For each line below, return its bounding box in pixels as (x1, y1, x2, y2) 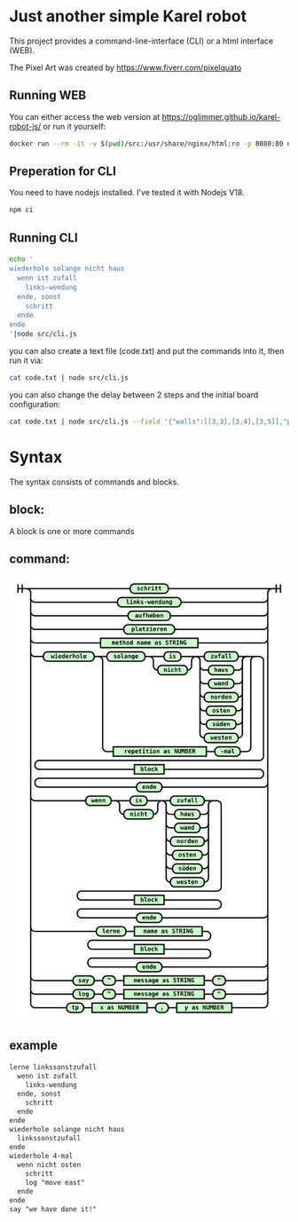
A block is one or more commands (9, 525, 135, 536)
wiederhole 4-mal (9, 1151, 74, 1160)
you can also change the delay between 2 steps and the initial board (9, 389, 259, 400)
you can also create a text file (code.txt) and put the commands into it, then (9, 346, 285, 356)
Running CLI (9, 230, 78, 245)
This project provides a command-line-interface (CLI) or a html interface (9, 35, 273, 46)
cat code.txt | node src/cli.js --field (9, 417, 161, 426)
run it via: (9, 355, 43, 366)
